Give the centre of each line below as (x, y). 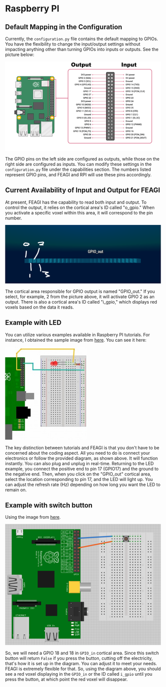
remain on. (16, 490)
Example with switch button (49, 505)
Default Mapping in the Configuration (64, 27)
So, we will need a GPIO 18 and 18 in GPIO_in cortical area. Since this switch (82, 653)
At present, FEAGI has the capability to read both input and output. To (76, 202)
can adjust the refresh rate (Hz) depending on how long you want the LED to (83, 484)
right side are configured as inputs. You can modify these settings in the (79, 164)
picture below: (20, 54)
